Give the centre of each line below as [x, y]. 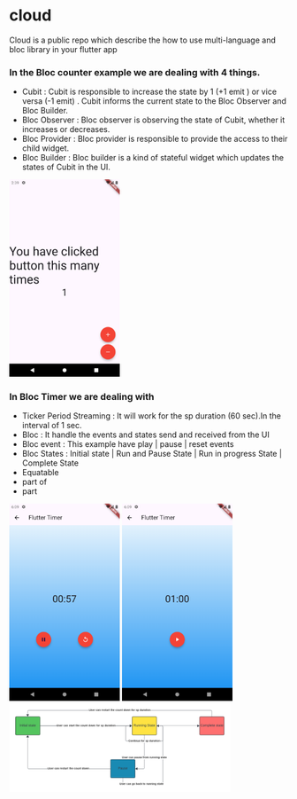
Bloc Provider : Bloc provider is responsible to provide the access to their [155, 139]
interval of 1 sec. [52, 426]
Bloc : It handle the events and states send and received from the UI [145, 435]
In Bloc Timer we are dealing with [82, 396]
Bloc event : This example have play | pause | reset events [128, 444]
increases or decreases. [66, 129]
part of [34, 482]
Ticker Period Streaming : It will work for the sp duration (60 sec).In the [151, 416]
